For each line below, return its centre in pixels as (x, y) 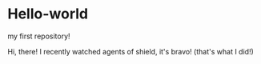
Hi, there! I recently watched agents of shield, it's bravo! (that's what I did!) (130, 51)
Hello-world (48, 14)
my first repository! (39, 36)
